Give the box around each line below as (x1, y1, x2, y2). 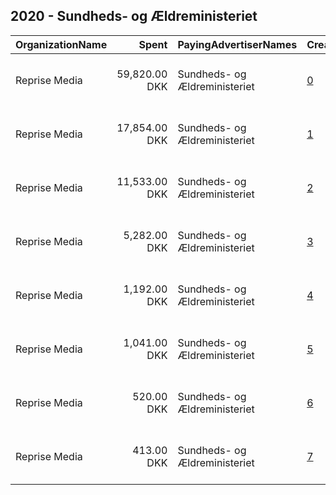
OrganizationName (15, 37, 108, 51)
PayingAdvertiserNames (177, 37, 298, 51)
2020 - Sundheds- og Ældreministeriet (10, 8, 258, 25)
